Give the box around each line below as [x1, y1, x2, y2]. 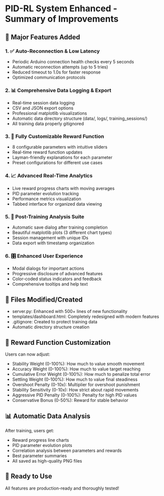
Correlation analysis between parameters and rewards [12, 447, 122, 453]
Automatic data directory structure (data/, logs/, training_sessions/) [12, 116, 148, 122]
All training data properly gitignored [12, 121, 84, 127]
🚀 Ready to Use [5, 472, 52, 481]
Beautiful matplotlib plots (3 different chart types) [12, 230, 112, 235]
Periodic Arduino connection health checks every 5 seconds [12, 58, 134, 64]
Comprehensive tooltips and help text [12, 281, 88, 287]
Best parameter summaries [12, 452, 67, 459]
